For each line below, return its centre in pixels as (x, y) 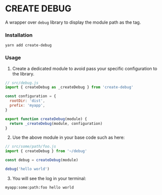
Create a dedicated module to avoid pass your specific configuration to (85, 68)
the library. (23, 74)
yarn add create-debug (28, 45)
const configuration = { (31, 96)
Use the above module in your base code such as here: (68, 137)
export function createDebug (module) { (46, 119)
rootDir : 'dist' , (27, 101)
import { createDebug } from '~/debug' (46, 151)
